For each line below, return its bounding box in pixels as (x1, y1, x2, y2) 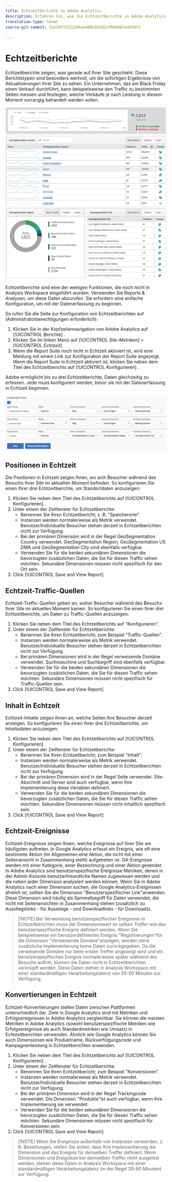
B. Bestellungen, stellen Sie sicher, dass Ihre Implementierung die (17, 1144, 156, 1150)
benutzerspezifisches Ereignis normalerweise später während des (17, 954, 158, 960)
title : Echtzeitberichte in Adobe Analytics (5, 8, 102, 13)
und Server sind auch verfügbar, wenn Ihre (41, 779, 133, 786)
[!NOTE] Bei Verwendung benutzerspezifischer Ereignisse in (17, 915, 145, 921)
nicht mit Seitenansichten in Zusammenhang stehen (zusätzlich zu (5, 900, 145, 906)
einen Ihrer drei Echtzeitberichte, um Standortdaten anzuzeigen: (5, 485, 141, 492)
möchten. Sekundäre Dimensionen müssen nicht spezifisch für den (20, 560, 162, 567)
